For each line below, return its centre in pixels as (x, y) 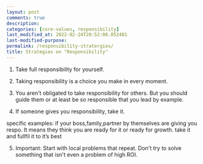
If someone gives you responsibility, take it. (70, 111)
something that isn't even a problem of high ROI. (76, 154)
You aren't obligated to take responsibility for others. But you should (101, 93)
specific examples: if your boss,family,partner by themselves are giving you (102, 123)
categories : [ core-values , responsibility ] (63, 29)
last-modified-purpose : (37, 40)
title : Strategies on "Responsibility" (57, 52)
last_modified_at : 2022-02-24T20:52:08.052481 (67, 35)
